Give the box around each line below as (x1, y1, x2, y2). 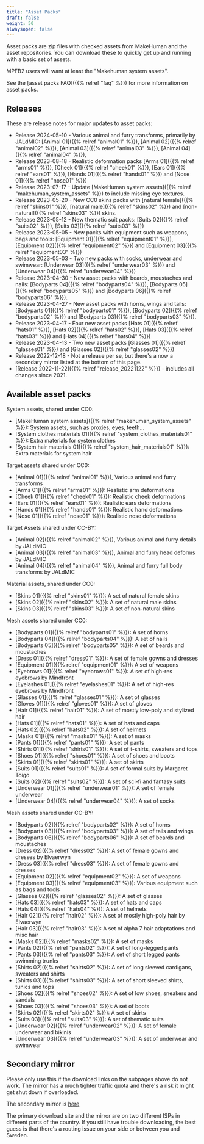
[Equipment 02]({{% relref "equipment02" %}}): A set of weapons (15, 872, 181, 880)
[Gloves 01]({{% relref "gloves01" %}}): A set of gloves (15, 700, 152, 707)
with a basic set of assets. (6, 56, 72, 63)
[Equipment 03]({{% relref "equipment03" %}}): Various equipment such (15, 879, 198, 886)
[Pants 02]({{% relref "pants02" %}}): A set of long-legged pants (15, 944, 178, 951)
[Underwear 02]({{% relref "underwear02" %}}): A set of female (15, 1022, 177, 1029)
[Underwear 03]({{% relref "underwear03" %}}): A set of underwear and (15, 1035, 198, 1042)
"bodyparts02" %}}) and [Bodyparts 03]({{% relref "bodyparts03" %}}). (15, 313, 197, 320)
